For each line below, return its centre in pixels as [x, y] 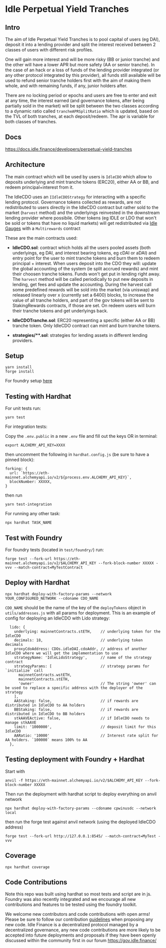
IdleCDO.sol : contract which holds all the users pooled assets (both [82, 247]
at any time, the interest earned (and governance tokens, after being [75, 101]
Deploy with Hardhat [38, 583]
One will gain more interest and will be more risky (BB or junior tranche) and [83, 59]
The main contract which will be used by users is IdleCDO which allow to [79, 176]
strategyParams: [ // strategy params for [82, 666]
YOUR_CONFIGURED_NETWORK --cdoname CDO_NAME [52, 598]
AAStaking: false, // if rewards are [76, 701]
